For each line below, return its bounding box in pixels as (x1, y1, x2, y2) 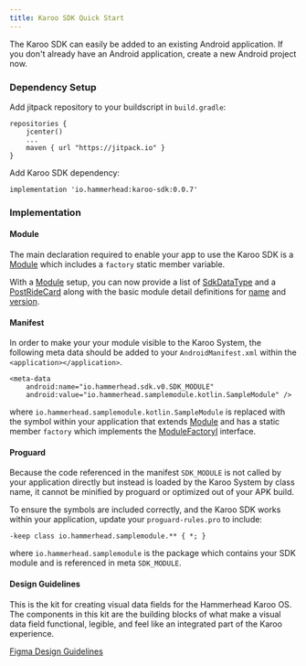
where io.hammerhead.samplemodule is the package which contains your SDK (9, 548, 297, 559)
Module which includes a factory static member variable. (9, 259, 226, 270)
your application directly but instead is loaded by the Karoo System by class (9, 477, 295, 488)
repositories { (9, 119, 68, 128)
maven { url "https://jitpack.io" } (26, 143, 166, 152)
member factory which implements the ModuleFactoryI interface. (9, 426, 257, 437)
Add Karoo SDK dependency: (9, 166, 121, 178)
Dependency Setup (9, 81, 98, 93)
